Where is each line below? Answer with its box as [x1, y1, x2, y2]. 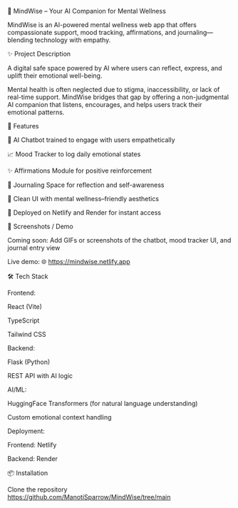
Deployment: [7, 427, 45, 435]
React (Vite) [7, 303, 43, 310]
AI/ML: [7, 385, 27, 394]
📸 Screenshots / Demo [7, 222, 73, 230]
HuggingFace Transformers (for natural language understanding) [7, 400, 198, 407]
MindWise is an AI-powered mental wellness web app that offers [7, 21, 197, 29]
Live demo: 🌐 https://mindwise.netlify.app [7, 258, 130, 265]
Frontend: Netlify [7, 441, 57, 449]
